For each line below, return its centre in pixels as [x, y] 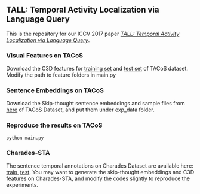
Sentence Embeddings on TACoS [55, 90]
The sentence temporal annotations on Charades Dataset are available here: [100, 166]
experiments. [22, 185]
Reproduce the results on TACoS [54, 125]
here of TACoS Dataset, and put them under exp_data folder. [81, 110]
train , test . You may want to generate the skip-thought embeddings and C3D [100, 172]
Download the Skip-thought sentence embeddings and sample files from [96, 104]
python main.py [25, 138]
